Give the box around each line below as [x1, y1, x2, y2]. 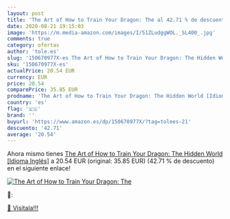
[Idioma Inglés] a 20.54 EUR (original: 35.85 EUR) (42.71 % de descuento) [7, 157, 215, 165]
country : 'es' [7, 99, 48, 106]
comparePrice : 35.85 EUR [7, 86, 78, 93]
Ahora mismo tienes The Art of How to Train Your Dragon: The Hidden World [7, 150, 223, 158]
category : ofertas [7, 42, 60, 49]
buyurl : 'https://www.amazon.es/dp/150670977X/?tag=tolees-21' [7, 118, 192, 125]
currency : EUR [7, 73, 48, 81]
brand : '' [7, 112, 36, 118]
